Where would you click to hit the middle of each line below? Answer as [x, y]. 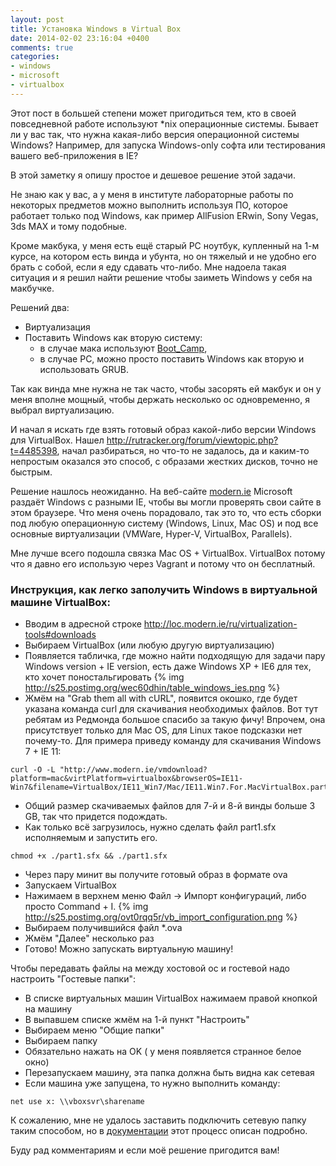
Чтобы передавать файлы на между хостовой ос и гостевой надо [150, 968]
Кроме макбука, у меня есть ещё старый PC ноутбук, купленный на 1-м [165, 245]
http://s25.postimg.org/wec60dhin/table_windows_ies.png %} [152, 688]
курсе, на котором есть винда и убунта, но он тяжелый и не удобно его [163, 256]
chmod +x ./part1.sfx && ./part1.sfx [89, 856]
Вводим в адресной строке [83, 624]
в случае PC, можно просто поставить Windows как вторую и [172, 358]
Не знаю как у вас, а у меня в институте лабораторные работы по [152, 194]
